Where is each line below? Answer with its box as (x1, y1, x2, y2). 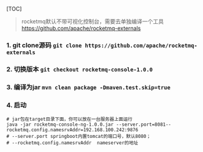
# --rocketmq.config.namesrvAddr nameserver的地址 (6, 140, 139, 146)
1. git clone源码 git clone (6, 41, 82, 49)
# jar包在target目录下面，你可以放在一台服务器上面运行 (6, 116, 133, 123)
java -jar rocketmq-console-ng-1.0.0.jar (6, 121, 114, 128)
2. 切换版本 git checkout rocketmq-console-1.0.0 (6, 65, 153, 73)
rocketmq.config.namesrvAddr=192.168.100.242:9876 (6, 127, 139, 133)
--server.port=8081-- (116, 121, 172, 128)
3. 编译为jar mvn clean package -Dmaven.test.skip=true (6, 82, 170, 91)
